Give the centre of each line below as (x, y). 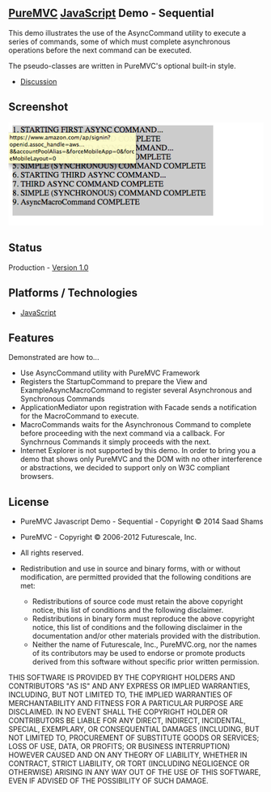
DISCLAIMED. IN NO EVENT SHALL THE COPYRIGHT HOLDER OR (118, 712)
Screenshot (38, 107)
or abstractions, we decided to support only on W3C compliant (125, 468)
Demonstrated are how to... (54, 357)
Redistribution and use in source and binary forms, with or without (130, 569)
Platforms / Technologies (73, 293)
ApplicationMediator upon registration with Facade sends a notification (138, 408)
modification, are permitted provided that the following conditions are (135, 577)
